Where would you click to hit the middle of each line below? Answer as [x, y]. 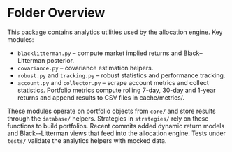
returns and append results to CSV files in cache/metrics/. [101, 97]
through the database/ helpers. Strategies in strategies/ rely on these [108, 118]
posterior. [60, 60]
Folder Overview [56, 13]
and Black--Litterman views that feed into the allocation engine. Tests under [116, 133]
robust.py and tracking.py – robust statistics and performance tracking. [121, 75]
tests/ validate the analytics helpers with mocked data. [87, 140]
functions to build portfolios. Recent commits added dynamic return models [116, 126]
